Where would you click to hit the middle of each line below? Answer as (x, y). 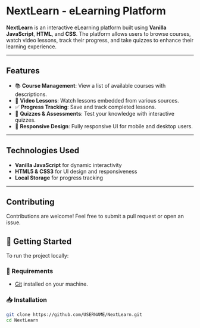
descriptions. (31, 94)
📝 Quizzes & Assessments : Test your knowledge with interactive (94, 113)
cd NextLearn (22, 320)
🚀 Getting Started (39, 241)
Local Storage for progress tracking (59, 178)
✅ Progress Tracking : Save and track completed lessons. (85, 107)
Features (23, 71)
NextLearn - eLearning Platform (86, 11)
